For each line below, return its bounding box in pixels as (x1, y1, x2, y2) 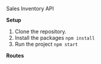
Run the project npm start (14, 41, 78, 47)
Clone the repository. (14, 28, 67, 35)
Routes (6, 52, 24, 59)
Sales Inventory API (6, 5, 55, 12)
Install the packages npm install (14, 34, 95, 41)
